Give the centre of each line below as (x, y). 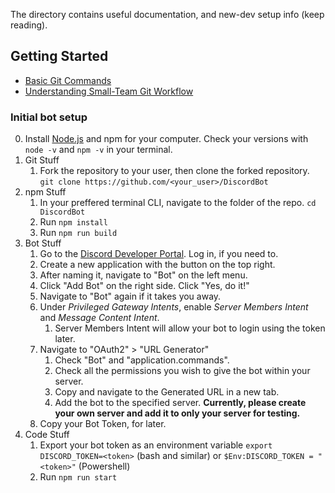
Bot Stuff (43, 243)
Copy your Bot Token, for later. (103, 424)
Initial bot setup (49, 117)
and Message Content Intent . (99, 318)
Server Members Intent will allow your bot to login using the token (190, 328)
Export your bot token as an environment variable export (156, 445)
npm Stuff (45, 192)
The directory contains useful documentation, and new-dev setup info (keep (167, 14)
